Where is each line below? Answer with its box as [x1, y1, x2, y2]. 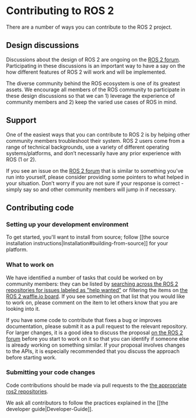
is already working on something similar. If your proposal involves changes [6, 341, 185, 348]
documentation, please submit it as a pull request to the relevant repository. [6, 323, 188, 330]
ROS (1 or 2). [6, 156, 37, 163]
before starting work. [6, 354, 57, 361]
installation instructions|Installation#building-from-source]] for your [6, 240, 169, 247]
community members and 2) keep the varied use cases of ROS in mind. [6, 98, 177, 105]
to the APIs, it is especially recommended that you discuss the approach [6, 347, 180, 355]
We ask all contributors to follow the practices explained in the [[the [6, 399, 169, 406]
